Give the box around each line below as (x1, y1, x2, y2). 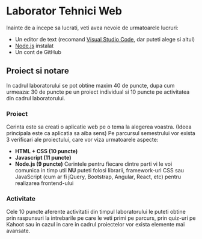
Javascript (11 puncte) (14, 154, 72, 162)
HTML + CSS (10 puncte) (14, 148, 78, 155)
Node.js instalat (14, 42, 54, 49)
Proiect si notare (6, 66, 69, 76)
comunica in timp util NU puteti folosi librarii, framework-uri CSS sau (14, 167, 185, 174)
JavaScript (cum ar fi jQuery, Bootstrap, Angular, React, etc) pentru (14, 173, 182, 181)
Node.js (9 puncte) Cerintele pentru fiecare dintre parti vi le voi (14, 160, 173, 168)
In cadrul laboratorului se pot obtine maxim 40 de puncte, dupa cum (6, 82, 175, 89)
